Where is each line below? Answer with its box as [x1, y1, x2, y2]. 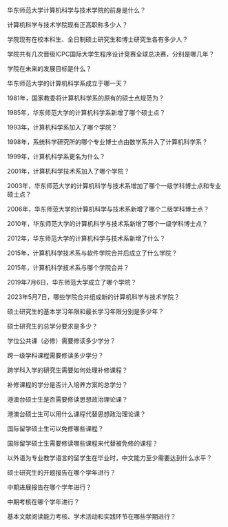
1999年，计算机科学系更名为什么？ [7, 152, 105, 161]
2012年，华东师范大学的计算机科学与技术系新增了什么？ [7, 234, 166, 242]
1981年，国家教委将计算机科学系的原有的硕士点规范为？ [7, 94, 165, 102]
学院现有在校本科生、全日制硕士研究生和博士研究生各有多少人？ [7, 35, 188, 43]
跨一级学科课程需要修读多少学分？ [7, 351, 104, 360]
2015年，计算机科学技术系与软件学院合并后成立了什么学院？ [7, 249, 178, 257]
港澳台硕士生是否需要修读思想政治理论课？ [7, 395, 128, 403]
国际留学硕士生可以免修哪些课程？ [7, 424, 104, 433]
